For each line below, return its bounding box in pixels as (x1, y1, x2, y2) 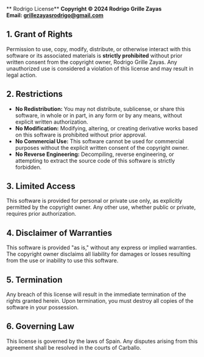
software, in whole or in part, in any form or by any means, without (15, 111, 183, 119)
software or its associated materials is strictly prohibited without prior (6, 52, 183, 59)
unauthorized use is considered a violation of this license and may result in (6, 65, 194, 72)
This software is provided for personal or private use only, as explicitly (6, 197, 183, 205)
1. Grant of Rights (6, 29, 73, 40)
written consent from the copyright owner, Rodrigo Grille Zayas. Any (6, 58, 178, 66)
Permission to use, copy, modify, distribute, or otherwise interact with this (6, 45, 191, 52)
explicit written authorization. (15, 118, 88, 125)
